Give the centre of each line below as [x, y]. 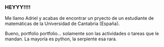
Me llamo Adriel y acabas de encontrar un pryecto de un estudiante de [79, 18]
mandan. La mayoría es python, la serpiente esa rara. [61, 39]
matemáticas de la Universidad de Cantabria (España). [62, 24]
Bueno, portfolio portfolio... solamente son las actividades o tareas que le [82, 34]
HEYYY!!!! [18, 7]
